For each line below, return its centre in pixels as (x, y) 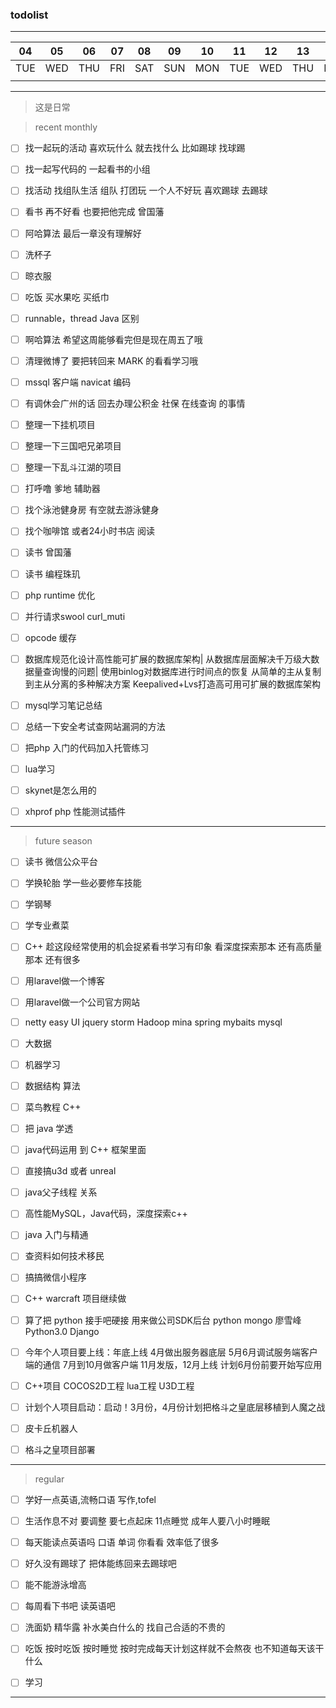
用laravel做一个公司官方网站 (82, 1002)
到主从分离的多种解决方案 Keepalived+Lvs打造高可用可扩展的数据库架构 (173, 684)
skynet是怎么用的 (60, 790)
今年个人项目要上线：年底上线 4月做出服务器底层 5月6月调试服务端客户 (171, 1352)
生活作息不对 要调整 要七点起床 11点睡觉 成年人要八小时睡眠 (147, 1520)
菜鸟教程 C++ (53, 1107)
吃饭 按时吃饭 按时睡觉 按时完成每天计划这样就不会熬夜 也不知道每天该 (170, 1649)
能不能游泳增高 (55, 1585)
